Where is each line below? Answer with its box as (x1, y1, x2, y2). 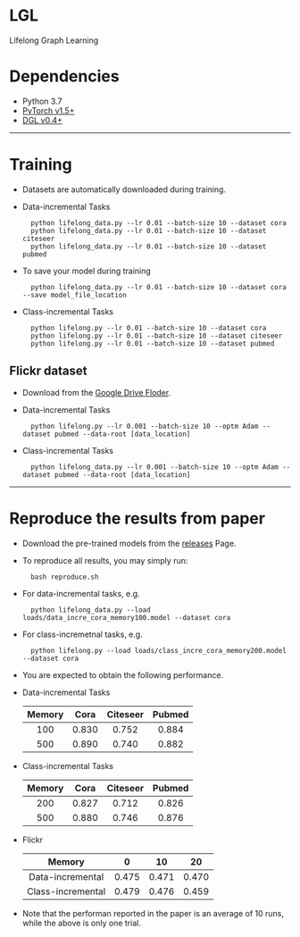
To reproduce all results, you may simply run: (21, 555, 188, 565)
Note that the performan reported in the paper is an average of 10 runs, (21, 908, 284, 918)
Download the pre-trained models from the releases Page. (21, 538, 237, 548)
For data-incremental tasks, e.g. (21, 588, 140, 598)
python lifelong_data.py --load (30, 605, 151, 615)
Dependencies (9, 66, 120, 87)
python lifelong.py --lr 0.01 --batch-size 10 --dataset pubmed (30, 339, 275, 348)
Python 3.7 (21, 96, 62, 106)
